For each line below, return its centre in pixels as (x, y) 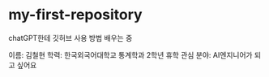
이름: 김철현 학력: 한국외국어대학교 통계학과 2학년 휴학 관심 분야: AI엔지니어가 (130, 55)
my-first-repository (76, 15)
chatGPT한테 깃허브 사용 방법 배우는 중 (70, 38)
